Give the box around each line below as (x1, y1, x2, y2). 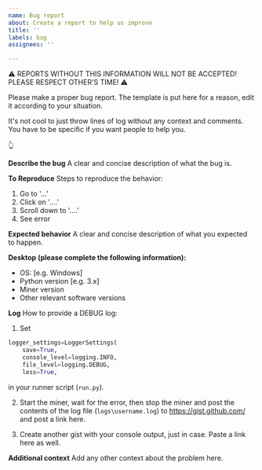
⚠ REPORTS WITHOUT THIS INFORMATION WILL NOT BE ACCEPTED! (8, 69, 238, 79)
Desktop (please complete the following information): (8, 253, 187, 263)
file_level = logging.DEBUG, (22, 361, 111, 369)
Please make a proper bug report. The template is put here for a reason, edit (8, 93, 255, 102)
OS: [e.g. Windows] (19, 268, 83, 277)
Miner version (19, 285, 64, 295)
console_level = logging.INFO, (22, 353, 118, 362)
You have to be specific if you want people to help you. (8, 125, 186, 134)
